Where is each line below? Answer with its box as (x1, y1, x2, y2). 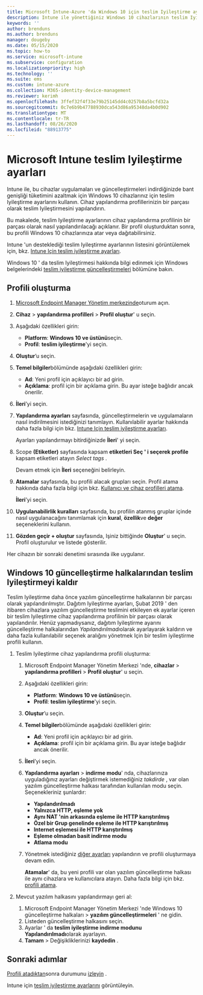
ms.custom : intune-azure (7, 82, 69, 88)
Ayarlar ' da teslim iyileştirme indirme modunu (24, 924, 142, 931)
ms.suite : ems (7, 76, 43, 82)
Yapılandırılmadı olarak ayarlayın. (24, 930, 107, 938)
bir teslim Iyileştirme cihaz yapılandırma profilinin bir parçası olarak (7, 612, 173, 619)
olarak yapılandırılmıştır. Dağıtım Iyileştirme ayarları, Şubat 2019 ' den (7, 600, 178, 607)
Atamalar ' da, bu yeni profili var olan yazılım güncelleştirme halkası (24, 868, 192, 875)
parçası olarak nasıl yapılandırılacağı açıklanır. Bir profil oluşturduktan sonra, (7, 223, 195, 230)
